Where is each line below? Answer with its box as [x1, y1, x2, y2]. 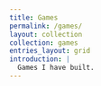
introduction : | [9, 55, 70, 64]
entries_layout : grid [9, 47, 91, 56]
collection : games [9, 38, 78, 47]
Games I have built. [17, 64, 95, 73]
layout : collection [9, 30, 83, 39]
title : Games [9, 13, 59, 22]
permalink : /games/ [9, 21, 83, 30]
